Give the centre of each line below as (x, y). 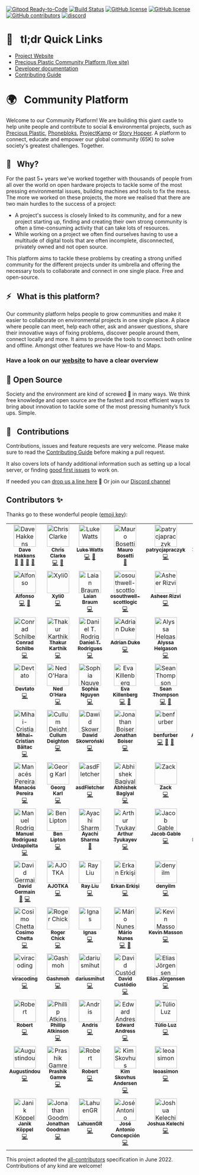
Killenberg (125, 695)
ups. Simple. (21, 413)
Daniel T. (90, 642)
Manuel (25, 834)
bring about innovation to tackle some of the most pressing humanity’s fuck (98, 407)
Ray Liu (90, 886)
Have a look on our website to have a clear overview (82, 361)
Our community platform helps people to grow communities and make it (94, 314)
